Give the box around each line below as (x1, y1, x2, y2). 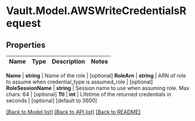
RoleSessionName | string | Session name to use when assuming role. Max (6, 85, 190, 92)
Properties (6, 40, 46, 50)
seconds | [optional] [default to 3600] (6, 97, 97, 104)
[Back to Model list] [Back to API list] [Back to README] (6, 109, 141, 115)
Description (52, 58, 85, 65)
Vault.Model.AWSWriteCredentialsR (6, 4, 187, 18)
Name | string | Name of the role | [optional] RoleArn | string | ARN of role (6, 72, 186, 79)
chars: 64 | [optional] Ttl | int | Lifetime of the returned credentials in (6, 91, 172, 98)
